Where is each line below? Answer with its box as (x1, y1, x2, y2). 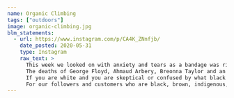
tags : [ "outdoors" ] (7, 17, 64, 23)
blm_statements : (7, 29, 54, 37)
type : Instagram (19, 49, 68, 56)
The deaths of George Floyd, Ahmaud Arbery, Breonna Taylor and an (25, 68, 226, 75)
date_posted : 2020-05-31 (19, 42, 92, 49)
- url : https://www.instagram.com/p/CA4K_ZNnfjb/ (13, 36, 160, 43)
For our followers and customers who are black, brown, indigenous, (25, 81, 229, 88)
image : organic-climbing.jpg (7, 23, 92, 30)
